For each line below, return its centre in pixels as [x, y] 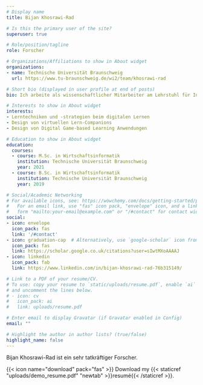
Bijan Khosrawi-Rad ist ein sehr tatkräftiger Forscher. [72, 357]
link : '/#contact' [35, 234]
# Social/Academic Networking [44, 195]
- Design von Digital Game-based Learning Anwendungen [77, 128]
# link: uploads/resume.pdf [44, 307]
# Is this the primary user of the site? [59, 28]
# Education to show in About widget [54, 139]
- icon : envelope [28, 223]
